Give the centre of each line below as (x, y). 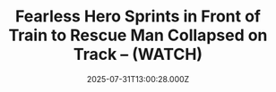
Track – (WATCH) (138, 54)
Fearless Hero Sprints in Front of (138, 17)
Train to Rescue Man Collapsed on (138, 35)
